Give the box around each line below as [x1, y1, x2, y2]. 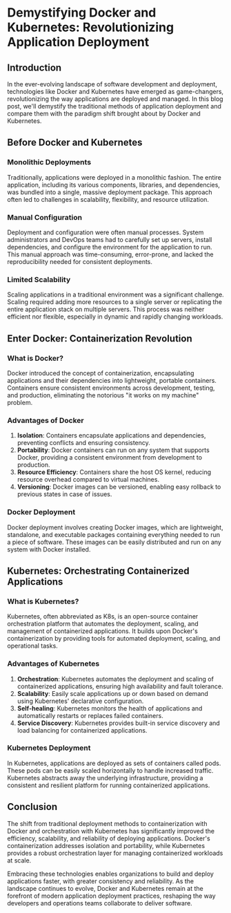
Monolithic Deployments [7, 158, 92, 167]
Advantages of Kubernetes [7, 659, 100, 668]
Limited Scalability [7, 274, 71, 284]
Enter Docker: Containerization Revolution [7, 332, 192, 344]
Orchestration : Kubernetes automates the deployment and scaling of [17, 675, 214, 683]
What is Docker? [7, 353, 64, 363]
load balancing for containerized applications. [17, 726, 148, 734]
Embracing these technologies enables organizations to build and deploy [7, 869, 214, 878]
